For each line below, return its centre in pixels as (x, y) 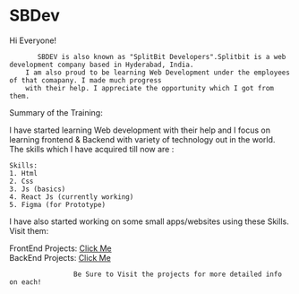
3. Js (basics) (38, 189)
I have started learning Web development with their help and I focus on (140, 130)
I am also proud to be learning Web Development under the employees (158, 73)
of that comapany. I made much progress (86, 80)
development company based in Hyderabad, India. (102, 65)
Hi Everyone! (33, 40)
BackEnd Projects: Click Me (60, 257)
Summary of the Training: (56, 112)
